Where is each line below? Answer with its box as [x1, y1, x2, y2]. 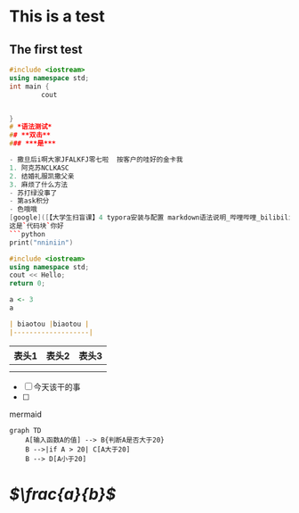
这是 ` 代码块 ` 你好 [9, 221, 64, 230]
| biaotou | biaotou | [9, 319, 90, 328]
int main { [9, 82, 50, 91]
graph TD [9, 426, 42, 434]
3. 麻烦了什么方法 [9, 180, 69, 189]
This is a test [9, 6, 105, 27]
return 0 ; [9, 279, 46, 288]
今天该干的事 [33, 381, 81, 392]
